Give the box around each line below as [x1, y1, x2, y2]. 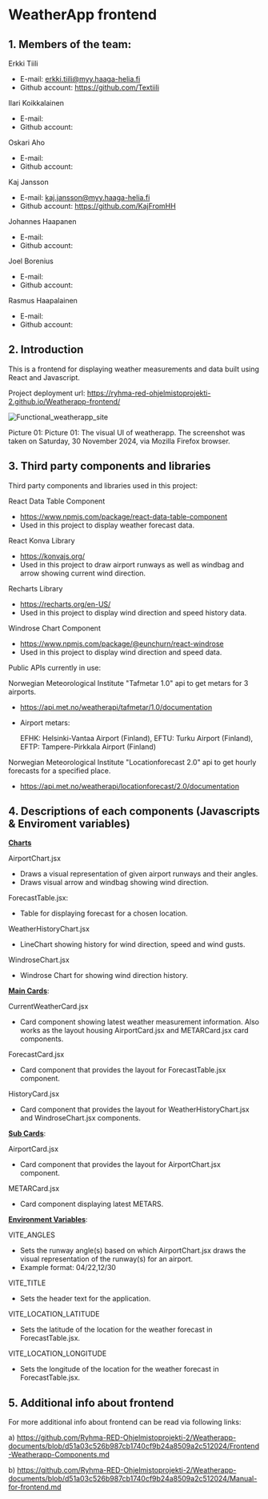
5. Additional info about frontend [8, 1396, 174, 1409]
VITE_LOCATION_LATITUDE [8, 1309, 100, 1319]
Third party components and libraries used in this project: [8, 480, 198, 490]
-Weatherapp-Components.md [8, 1450, 110, 1460]
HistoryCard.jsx [8, 1089, 60, 1099]
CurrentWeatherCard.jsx [8, 1002, 89, 1012]
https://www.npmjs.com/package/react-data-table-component [19, 511, 228, 521]
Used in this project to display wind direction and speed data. [19, 647, 222, 657]
